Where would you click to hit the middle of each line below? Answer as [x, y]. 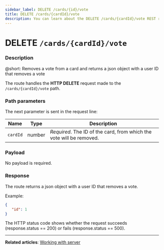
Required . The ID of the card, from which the [101, 132]
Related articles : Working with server [43, 242]
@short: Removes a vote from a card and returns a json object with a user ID [82, 68]
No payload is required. [29, 163]
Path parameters [25, 101]
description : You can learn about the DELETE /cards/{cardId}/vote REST [81, 19]
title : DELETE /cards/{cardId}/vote [42, 14]
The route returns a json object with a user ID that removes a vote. [72, 186]
